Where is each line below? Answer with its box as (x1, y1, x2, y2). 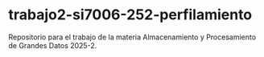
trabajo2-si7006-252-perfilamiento (8, 6, 253, 24)
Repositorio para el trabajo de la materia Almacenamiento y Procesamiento (8, 32, 256, 42)
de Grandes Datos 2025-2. (8, 40, 97, 50)
